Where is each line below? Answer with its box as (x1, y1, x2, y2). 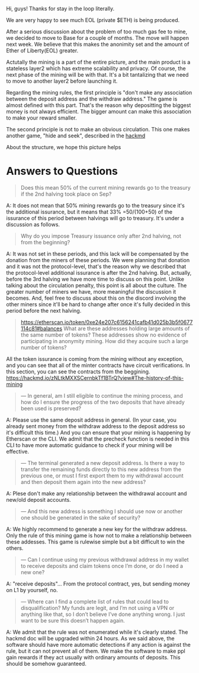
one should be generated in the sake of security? (20, 514, 141, 521)
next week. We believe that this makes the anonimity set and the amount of (6, 41, 190, 48)
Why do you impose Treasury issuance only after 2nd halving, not (20, 232, 182, 240)
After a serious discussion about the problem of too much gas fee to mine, (6, 28, 188, 35)
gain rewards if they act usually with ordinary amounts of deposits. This (6, 653, 181, 661)
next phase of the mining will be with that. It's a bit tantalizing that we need (6, 71, 189, 78)
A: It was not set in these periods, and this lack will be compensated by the (6, 250, 189, 257)
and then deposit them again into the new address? (20, 478, 146, 485)
